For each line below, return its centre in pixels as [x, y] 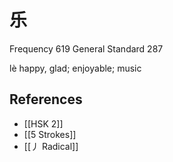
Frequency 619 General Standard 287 [86, 48]
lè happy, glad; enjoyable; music [75, 68]
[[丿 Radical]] [51, 146]
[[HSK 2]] [43, 123]
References [46, 99]
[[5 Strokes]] [50, 134]
